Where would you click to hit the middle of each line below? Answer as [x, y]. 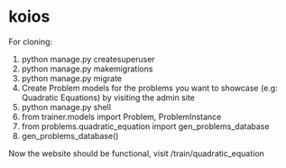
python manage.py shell [66, 107]
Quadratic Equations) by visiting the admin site [108, 98]
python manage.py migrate [72, 78]
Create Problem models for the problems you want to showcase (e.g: [149, 88]
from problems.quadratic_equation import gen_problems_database [145, 126]
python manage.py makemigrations [87, 69]
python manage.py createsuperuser [88, 59]
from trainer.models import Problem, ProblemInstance [121, 117]
